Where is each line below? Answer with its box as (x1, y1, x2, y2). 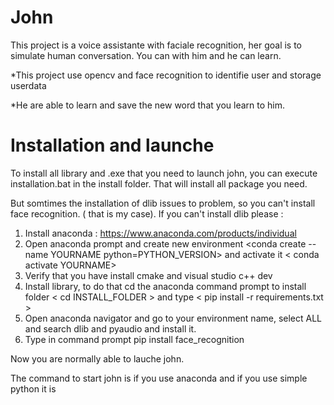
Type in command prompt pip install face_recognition (24, 333, 245, 345)
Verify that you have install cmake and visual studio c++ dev (24, 269, 273, 281)
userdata (10, 79, 47, 91)
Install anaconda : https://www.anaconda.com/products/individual (24, 227, 297, 239)
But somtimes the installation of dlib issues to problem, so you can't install (10, 197, 316, 209)
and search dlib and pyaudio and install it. (24, 322, 197, 335)
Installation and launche (10, 134, 215, 157)
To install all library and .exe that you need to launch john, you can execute (10, 167, 318, 179)
